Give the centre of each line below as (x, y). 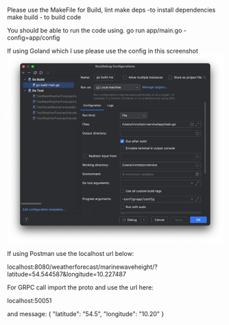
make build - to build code (44, 17)
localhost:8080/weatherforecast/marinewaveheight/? (82, 267)
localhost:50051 (29, 301)
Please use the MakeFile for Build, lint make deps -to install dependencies (111, 10)
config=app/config (34, 38)
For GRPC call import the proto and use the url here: (81, 287)
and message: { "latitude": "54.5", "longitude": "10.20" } (86, 314)
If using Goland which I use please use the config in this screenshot (103, 51)
